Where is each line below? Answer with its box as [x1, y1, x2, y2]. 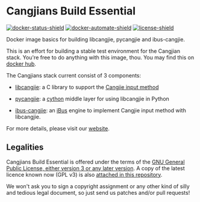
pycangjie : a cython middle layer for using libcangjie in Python [14, 95, 170, 102]
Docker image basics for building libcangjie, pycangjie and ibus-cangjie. [6, 35, 186, 43]
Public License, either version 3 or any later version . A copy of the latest [6, 164, 185, 172]
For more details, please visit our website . [6, 124, 110, 132]
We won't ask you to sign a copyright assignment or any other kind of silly [6, 182, 190, 190]
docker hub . [6, 60, 36, 67]
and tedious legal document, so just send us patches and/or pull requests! [6, 189, 190, 196]
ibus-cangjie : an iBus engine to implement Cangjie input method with [14, 106, 187, 114]
